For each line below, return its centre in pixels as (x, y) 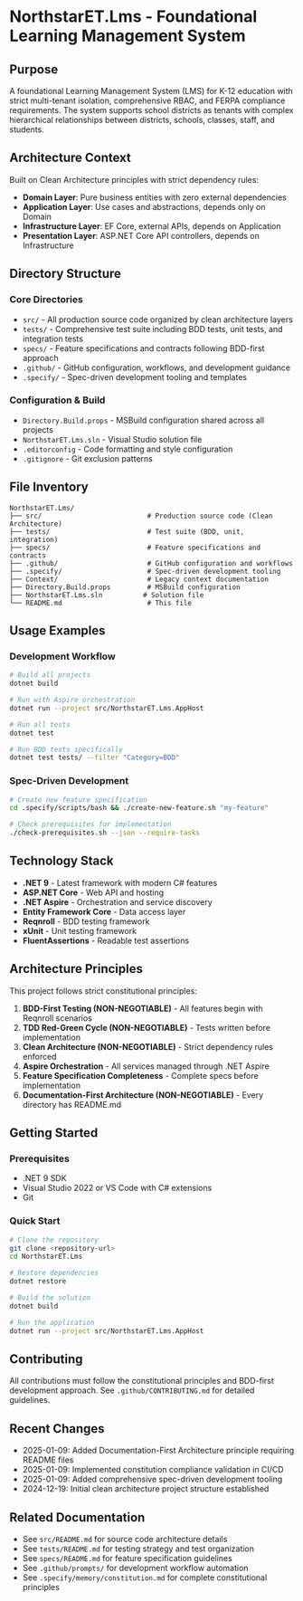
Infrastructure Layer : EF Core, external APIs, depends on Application (152, 226)
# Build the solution (50, 1298)
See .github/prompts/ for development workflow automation (135, 1568)
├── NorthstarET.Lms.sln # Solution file (107, 595)
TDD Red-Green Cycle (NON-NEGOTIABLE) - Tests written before (147, 1027)
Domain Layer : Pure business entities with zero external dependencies (154, 197)
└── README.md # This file (101, 603)
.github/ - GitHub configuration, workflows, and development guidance (156, 367)
